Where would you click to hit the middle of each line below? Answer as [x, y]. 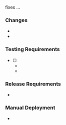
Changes [16, 20]
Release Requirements [33, 83]
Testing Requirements [32, 49]
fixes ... [13, 7]
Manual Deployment [30, 107]
